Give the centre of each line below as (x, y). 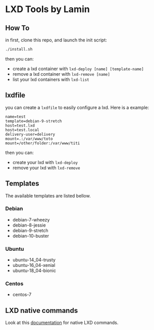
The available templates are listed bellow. (48, 196)
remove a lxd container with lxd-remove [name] (61, 74)
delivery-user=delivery (30, 134)
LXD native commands (42, 311)
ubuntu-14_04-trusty (34, 260)
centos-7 (22, 295)
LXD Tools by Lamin (47, 9)
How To (17, 28)
